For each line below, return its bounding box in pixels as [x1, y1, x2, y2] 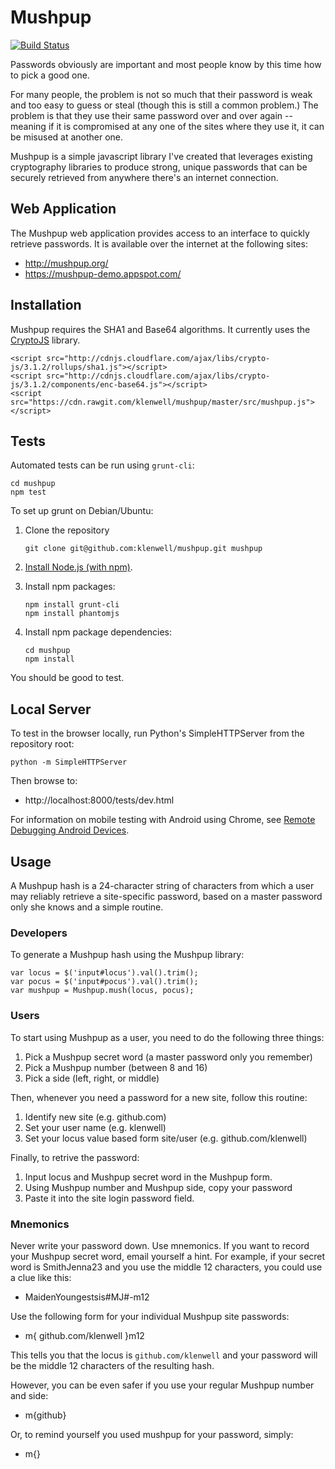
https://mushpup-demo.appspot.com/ [24, 267, 182, 280]
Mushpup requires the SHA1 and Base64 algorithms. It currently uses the [10, 323, 311, 335]
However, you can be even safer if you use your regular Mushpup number [10, 1379, 315, 1391]
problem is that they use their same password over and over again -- [10, 109, 293, 121]
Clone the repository [24, 524, 110, 536]
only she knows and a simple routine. [10, 901, 164, 913]
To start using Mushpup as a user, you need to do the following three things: [10, 1031, 325, 1043]
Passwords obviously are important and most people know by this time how [10, 58, 322, 70]
